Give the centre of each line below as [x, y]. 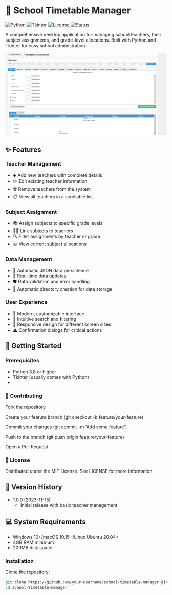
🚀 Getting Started [34, 346]
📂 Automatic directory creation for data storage [62, 289]
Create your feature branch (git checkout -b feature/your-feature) [74, 417]
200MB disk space [33, 547]
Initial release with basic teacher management [69, 505]
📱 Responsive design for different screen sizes [62, 324]
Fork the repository [26, 407]
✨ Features [23, 149]
